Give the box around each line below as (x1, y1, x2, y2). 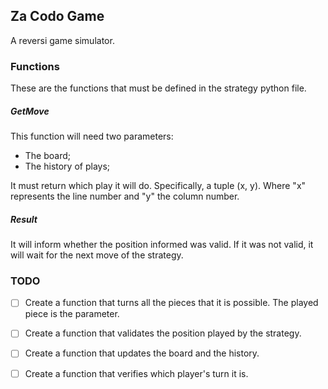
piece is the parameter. (24, 308, 120, 320)
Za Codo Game (10, 8, 105, 25)
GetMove (10, 105, 50, 117)
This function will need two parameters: (10, 130, 174, 143)
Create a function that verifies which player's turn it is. (24, 367, 249, 379)
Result (10, 213, 38, 225)
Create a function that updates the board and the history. (24, 347, 260, 359)
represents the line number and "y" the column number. (10, 190, 240, 203)
